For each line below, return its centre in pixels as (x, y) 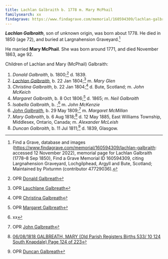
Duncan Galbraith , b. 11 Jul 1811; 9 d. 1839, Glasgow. (65, 128)
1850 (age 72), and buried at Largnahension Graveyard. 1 (63, 39)
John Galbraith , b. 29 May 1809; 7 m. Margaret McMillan (70, 110)
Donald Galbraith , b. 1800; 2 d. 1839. (49, 74)
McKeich (21, 92)
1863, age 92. (19, 54)
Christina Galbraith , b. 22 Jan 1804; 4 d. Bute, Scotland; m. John (78, 86)
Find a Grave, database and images (49, 142)
